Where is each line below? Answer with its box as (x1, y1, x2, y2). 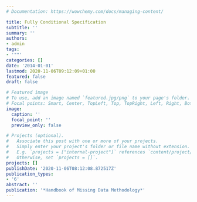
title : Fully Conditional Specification (6, 19, 107, 25)
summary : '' (6, 30, 35, 36)
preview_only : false (11, 122, 62, 128)
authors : (6, 36, 28, 42)
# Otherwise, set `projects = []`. (6, 155, 98, 160)
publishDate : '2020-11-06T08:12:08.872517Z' (6, 165, 117, 172)
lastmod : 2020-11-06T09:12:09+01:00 (6, 68, 96, 74)
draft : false (6, 79, 38, 85)
